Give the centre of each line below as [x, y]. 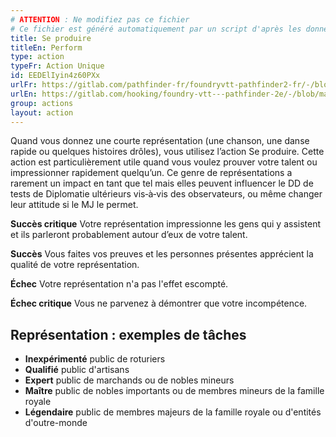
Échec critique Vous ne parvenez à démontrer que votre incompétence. [159, 303]
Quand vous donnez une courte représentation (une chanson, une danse [160, 141]
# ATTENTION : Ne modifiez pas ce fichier [100, 19]
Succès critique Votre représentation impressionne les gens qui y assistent [166, 224]
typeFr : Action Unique [57, 66]
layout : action [42, 112]
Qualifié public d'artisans [77, 370]
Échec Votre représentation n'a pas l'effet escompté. [119, 284]
